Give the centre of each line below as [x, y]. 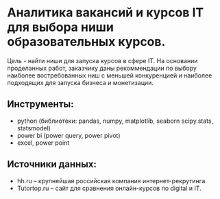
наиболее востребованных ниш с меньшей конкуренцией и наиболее [110, 75]
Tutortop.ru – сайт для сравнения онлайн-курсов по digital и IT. [109, 188]
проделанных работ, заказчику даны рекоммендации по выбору [102, 68]
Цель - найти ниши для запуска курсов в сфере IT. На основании [102, 60]
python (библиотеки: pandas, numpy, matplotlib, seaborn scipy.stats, [115, 121]
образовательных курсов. [86, 42]
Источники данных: [52, 164]
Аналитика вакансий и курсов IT [106, 13]
